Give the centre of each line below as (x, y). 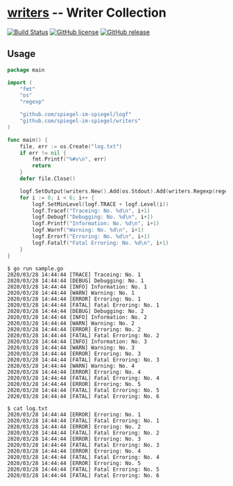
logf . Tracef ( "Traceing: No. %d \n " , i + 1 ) (91, 211)
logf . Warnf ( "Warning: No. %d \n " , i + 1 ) (88, 230)
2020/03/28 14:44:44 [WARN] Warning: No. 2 (71, 323)
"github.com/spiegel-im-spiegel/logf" (76, 115)
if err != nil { (43, 153)
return (42, 166)
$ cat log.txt (28, 408)
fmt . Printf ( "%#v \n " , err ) (70, 159)
